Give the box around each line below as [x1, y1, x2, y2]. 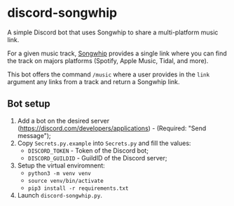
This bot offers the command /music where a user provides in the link [7, 70, 210, 78]
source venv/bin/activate [27, 177, 104, 184]
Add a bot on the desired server [17, 116, 110, 125]
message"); [17, 131, 51, 139]
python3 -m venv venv [27, 170, 91, 177]
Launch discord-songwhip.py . [17, 191, 103, 199]
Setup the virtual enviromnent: [17, 161, 105, 170]
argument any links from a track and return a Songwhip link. [7, 77, 180, 85]
